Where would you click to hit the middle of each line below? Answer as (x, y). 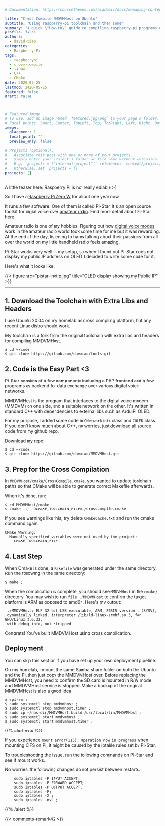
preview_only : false (30, 141)
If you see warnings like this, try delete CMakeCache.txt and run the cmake (80, 518)
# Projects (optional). (29, 150)
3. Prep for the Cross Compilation (57, 469)
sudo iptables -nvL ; (36, 800)
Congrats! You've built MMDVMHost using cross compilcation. (68, 633)
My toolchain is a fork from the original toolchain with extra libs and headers (82, 335)
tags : (11, 55)
